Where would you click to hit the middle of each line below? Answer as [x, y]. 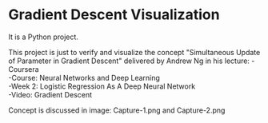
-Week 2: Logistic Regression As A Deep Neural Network [102, 86]
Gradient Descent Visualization [114, 15]
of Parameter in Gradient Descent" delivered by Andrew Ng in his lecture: [129, 61]
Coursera [24, 69]
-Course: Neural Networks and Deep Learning [84, 77]
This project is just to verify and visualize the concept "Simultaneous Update [134, 52]
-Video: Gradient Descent [50, 94]
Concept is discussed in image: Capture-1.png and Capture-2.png [117, 110]
